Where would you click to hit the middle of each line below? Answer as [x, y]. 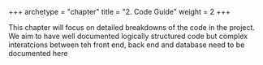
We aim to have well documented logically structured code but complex [128, 36]
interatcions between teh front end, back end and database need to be [127, 45]
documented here [38, 53]
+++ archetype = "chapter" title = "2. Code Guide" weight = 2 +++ [120, 12]
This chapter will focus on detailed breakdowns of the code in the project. [132, 27]
